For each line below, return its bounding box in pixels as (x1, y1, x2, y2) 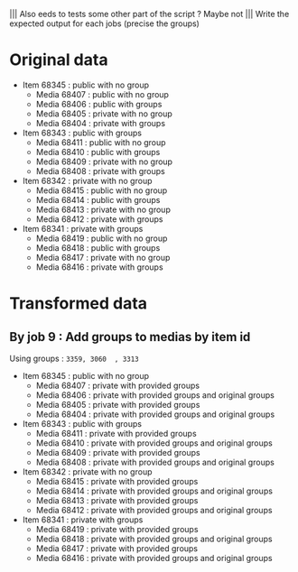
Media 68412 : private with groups (35, 213, 163, 225)
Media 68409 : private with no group (35, 156, 173, 167)
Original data (9, 50, 108, 70)
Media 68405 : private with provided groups (35, 399, 200, 410)
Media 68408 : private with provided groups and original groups (35, 457, 275, 467)
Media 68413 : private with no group (35, 204, 172, 215)
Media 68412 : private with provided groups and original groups (35, 504, 273, 515)
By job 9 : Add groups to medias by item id (9, 329, 251, 345)
